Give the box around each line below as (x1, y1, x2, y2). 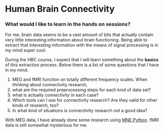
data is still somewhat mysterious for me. (5, 122, 88, 128)
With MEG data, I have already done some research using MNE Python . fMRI (5, 117, 159, 123)
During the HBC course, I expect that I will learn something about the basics (5, 57, 159, 63)
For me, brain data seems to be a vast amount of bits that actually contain (5, 32, 154, 38)
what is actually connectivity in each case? (12, 92, 99, 98)
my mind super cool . (5, 47, 47, 53)
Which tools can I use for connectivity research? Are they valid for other (12, 97, 158, 103)
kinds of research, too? (12, 102, 59, 108)
